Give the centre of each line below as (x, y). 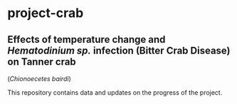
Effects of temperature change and (86, 40)
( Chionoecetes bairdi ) (39, 79)
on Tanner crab (42, 62)
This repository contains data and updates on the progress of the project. (115, 93)
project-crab (46, 13)
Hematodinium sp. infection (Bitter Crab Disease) (119, 50)
